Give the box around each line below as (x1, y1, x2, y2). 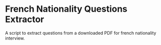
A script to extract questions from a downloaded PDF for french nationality (5, 30, 157, 36)
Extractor (5, 14, 44, 25)
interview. (5, 35, 25, 41)
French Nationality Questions (5, 3, 128, 15)
